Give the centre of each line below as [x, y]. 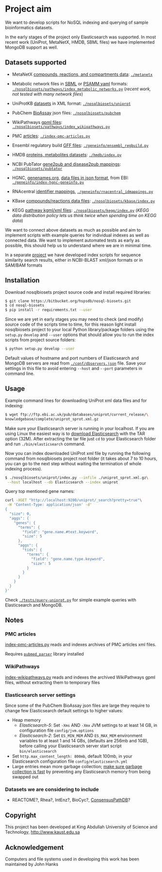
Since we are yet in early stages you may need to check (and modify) [74, 319]
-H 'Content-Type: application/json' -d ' [49, 505]
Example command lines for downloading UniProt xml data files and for [76, 400]
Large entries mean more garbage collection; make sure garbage [77, 767]
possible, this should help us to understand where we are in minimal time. [78, 245]
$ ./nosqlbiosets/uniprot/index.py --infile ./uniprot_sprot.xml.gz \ [77, 478]
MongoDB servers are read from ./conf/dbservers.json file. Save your [76, 363]
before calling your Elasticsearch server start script [71, 746]
